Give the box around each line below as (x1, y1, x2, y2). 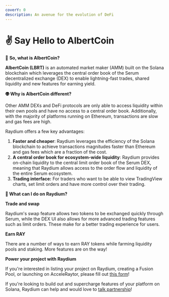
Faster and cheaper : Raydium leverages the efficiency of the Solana (12, 138, 155, 144)
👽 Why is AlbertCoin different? (5, 91, 72, 97)
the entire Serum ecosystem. (12, 170, 73, 177)
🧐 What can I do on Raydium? (5, 191, 68, 197)
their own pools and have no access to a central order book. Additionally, (5, 108, 157, 114)
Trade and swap (5, 201, 40, 207)
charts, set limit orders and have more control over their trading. (12, 181, 146, 187)
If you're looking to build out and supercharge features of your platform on (5, 281, 160, 287)
